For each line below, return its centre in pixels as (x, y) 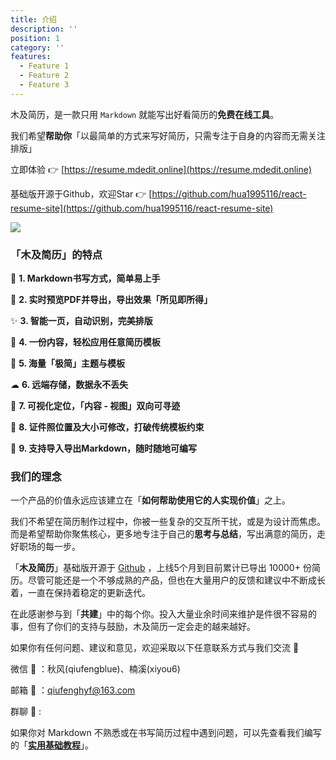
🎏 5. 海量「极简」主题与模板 (68, 363)
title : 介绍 (33, 19)
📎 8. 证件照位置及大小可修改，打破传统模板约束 (107, 427)
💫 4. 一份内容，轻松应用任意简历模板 (85, 342)
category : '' (37, 47)
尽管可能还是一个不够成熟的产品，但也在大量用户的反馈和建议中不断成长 (176, 580)
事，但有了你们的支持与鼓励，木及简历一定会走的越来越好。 (133, 627)
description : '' (44, 29)
